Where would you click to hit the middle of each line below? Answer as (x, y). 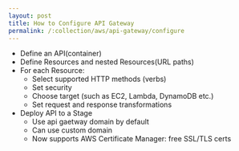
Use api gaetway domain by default (91, 122)
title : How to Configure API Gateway (71, 23)
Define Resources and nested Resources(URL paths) (107, 62)
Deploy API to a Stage (56, 113)
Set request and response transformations (102, 104)
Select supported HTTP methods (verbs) (99, 79)
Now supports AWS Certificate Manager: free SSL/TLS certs (132, 139)
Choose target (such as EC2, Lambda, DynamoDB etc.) (123, 96)
